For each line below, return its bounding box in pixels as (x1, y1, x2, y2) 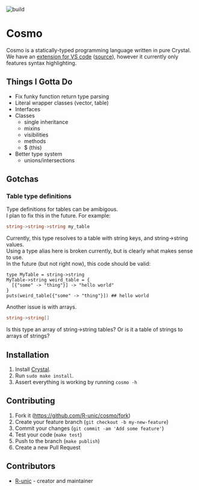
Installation (6, 349, 49, 360)
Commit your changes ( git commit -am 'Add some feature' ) (14, 424, 164, 432)
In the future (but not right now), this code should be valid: (6, 260, 151, 268)
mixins (23, 124, 40, 132)
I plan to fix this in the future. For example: (6, 212, 111, 219)
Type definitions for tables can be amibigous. (6, 206, 118, 213)
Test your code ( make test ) (14, 430, 82, 438)
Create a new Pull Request (14, 444, 81, 451)
